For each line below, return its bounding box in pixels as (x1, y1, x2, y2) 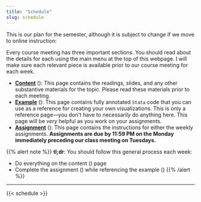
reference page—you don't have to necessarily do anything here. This (14, 111, 188, 118)
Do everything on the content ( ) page (14, 160, 106, 167)
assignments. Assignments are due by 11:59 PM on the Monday (14, 130, 175, 137)
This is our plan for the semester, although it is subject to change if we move (6, 30, 194, 38)
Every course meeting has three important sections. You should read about (6, 48, 191, 56)
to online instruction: (6, 37, 57, 44)
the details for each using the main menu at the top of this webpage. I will (6, 55, 187, 62)
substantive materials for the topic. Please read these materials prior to (14, 85, 190, 93)
